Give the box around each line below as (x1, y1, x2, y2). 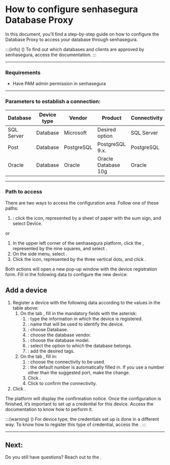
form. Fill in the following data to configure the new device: (5, 271, 128, 277)
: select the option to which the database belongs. (27, 342, 133, 348)
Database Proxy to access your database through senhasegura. (5, 36, 138, 43)
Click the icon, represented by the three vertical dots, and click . (12, 256, 146, 262)
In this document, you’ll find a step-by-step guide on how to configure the (5, 31, 159, 37)
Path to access (5, 188, 42, 196)
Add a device (5, 286, 48, 295)
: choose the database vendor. (27, 332, 92, 338)
